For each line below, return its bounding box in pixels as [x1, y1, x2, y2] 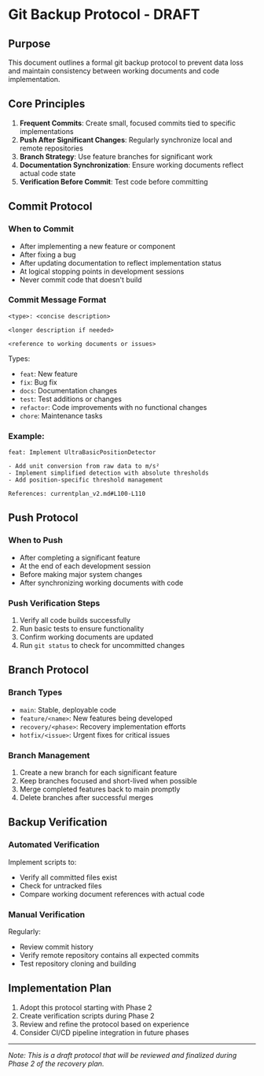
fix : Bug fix [19, 377, 57, 387]
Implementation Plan [8, 981, 112, 995]
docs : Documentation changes [19, 385, 118, 395]
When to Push [8, 534, 63, 545]
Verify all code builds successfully [19, 616, 131, 625]
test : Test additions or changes [19, 394, 122, 404]
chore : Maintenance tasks [19, 411, 103, 420]
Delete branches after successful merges [19, 793, 154, 802]
